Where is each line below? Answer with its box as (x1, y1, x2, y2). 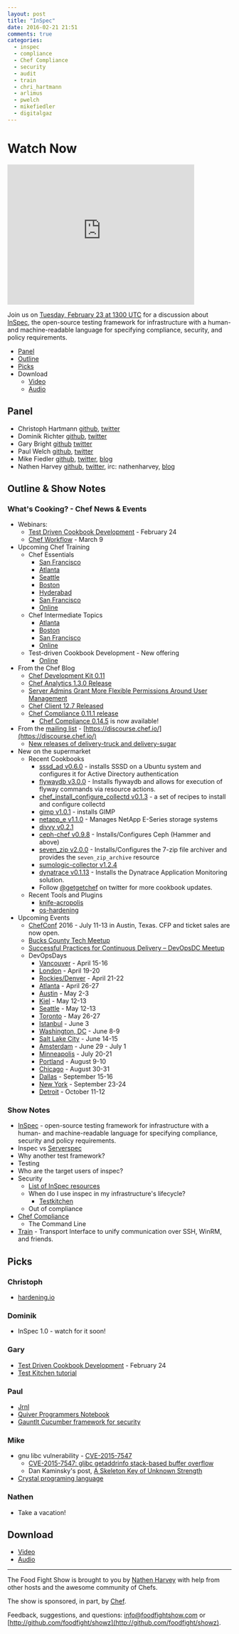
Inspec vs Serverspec (17, 1144, 82, 1153)
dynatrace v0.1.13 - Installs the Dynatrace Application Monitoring (38, 868, 228, 876)
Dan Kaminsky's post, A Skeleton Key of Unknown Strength (28, 1467, 203, 1475)
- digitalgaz (14, 110, 53, 117)
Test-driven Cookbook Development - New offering (28, 649, 180, 657)
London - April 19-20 (38, 966, 100, 975)
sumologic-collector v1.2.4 (38, 861, 117, 869)
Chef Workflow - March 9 (28, 535, 103, 544)
